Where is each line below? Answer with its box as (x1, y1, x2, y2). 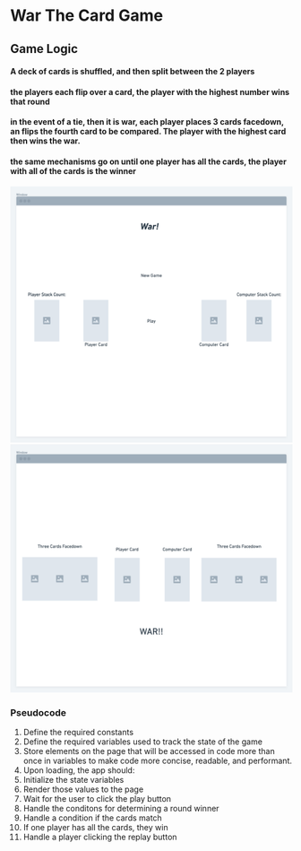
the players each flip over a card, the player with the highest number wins (10, 86, 290, 97)
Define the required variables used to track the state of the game (22, 736, 263, 747)
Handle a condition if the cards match (22, 812, 162, 823)
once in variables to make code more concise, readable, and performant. (22, 755, 292, 767)
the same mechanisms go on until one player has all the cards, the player (10, 156, 288, 167)
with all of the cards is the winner (10, 165, 137, 176)
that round (10, 96, 50, 107)
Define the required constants (22, 727, 133, 738)
